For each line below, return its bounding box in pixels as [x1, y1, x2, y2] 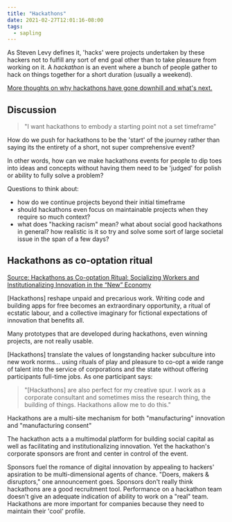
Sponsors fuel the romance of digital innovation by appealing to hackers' [7, 462, 215, 471]
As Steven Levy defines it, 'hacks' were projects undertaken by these [7, 48, 205, 57]
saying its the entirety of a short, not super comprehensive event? [7, 143, 195, 152]
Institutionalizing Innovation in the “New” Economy [7, 280, 152, 289]
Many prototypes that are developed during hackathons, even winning [7, 330, 208, 338]
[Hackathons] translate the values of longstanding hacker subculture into [7, 350, 216, 359]
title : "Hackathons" [7, 10, 67, 17]
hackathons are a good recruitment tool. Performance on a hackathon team [7, 485, 222, 493]
